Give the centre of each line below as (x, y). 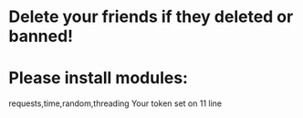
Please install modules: (99, 78)
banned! (41, 36)
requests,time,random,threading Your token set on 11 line (115, 103)
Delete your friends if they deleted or (151, 17)
